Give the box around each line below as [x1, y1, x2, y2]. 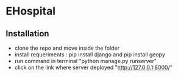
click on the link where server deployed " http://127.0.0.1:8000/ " [14, 64, 173, 71]
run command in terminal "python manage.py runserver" [14, 58, 157, 64]
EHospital [5, 4, 56, 18]
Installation [5, 28, 49, 39]
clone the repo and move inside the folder [14, 44, 120, 52]
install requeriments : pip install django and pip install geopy [14, 51, 165, 58]
